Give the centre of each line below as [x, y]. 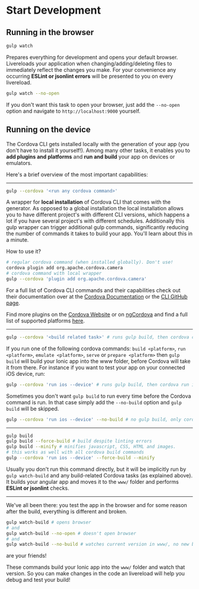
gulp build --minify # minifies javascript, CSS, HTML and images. [91, 447]
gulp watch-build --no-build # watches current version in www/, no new [98, 544]
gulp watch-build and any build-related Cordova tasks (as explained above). [99, 475]
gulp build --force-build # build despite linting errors [79, 441]
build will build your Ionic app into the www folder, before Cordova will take [98, 361]
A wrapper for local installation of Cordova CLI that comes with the [88, 202]
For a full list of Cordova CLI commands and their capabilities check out [93, 290]
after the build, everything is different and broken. [67, 511]
